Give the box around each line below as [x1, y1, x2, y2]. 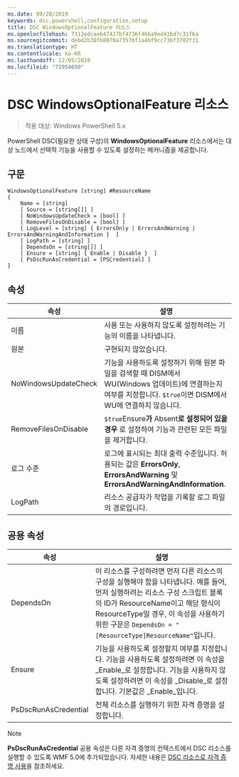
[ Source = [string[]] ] [20, 206, 94, 214]
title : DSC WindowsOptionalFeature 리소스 [7, 24, 131, 31]
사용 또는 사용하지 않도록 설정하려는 [104, 320, 217, 330]
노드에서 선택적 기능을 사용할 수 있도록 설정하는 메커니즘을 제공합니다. [14, 145, 208, 154]
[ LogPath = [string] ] [20, 237, 91, 245]
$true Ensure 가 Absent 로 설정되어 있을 [104, 414, 228, 424]
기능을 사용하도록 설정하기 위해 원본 [104, 358, 217, 368]
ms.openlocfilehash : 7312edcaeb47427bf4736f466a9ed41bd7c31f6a [7, 30, 199, 38]
